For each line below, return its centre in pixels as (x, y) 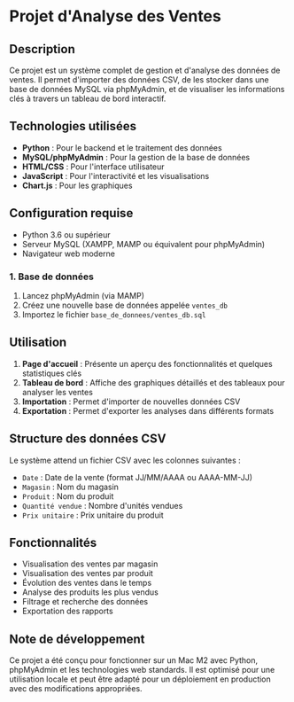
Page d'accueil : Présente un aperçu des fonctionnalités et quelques (147, 363)
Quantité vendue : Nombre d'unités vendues (102, 505)
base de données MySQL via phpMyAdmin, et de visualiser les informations (147, 89)
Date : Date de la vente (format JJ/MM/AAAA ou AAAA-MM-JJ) (137, 477)
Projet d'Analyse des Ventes (115, 16)
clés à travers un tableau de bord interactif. (88, 98)
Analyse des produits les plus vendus (90, 592)
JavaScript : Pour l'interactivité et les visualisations (116, 175)
